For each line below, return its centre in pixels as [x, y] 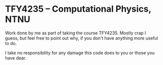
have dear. [16, 58]
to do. [11, 43]
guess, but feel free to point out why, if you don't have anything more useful [81, 38]
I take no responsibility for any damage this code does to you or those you [80, 53]
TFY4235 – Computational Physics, [78, 9]
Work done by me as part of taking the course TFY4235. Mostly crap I [76, 33]
